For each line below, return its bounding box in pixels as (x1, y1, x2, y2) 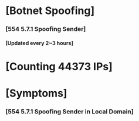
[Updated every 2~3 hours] (5, 39, 74, 46)
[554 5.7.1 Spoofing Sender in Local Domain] (5, 108, 134, 115)
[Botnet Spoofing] (5, 4, 95, 18)
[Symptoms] (5, 87, 67, 100)
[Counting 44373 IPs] (5, 60, 113, 73)
